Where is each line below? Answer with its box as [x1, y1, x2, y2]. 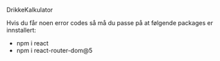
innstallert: [6, 26, 36, 34]
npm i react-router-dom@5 [16, 47, 93, 54]
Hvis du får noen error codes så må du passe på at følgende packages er [6, 19, 213, 26]
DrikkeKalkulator [6, 6, 53, 14]
